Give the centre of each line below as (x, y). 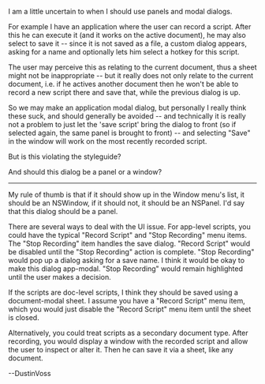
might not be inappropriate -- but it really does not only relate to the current (131, 75)
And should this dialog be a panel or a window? (85, 172)
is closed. (24, 318)
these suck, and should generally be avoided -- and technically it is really (127, 116)
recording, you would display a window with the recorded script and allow (128, 341)
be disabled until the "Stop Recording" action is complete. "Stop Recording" (131, 252)
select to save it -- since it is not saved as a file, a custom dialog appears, (127, 43)
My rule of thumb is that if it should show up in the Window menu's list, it (126, 194)
